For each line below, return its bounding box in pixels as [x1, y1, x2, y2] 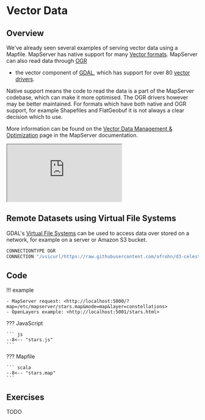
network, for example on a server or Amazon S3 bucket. [6, 236, 148, 243]
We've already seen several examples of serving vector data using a [6, 44, 178, 51]
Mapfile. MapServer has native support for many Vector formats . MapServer [6, 51, 198, 58]
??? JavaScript [6, 320, 43, 327]
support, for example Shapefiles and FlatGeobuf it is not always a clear [6, 107, 185, 114]
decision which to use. [6, 114, 63, 120]
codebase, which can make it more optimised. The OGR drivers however [6, 94, 189, 101]
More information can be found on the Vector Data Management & [6, 125, 173, 132]
